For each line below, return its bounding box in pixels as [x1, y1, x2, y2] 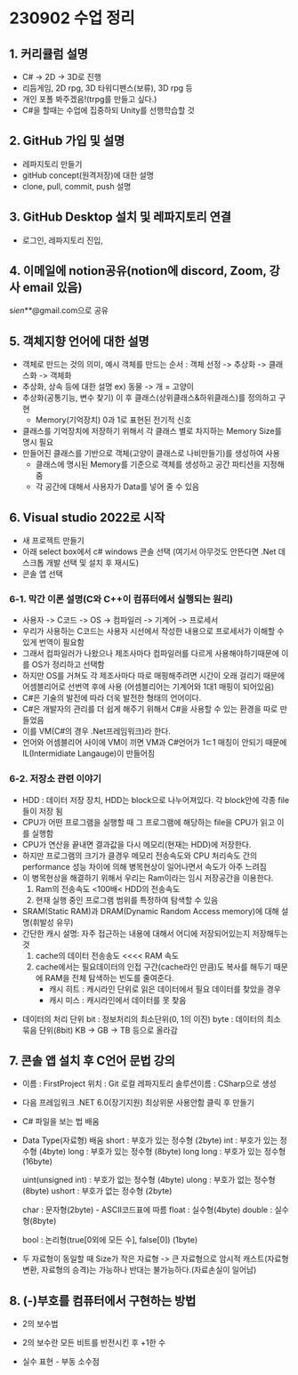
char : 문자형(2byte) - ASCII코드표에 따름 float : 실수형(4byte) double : [21, 1204, 273, 1215]
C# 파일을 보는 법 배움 [21, 1116, 100, 1127]
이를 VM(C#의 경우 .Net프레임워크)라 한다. [21, 726, 171, 736]
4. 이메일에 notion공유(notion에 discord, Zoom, [9, 263, 267, 278]
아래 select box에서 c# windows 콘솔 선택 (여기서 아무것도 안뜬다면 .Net [21, 546, 277, 557]
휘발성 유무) [32, 917, 74, 928]
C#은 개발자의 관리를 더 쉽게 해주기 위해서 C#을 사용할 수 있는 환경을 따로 [21, 704, 278, 714]
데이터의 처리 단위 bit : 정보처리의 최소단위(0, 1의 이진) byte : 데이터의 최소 [21, 1013, 281, 1024]
